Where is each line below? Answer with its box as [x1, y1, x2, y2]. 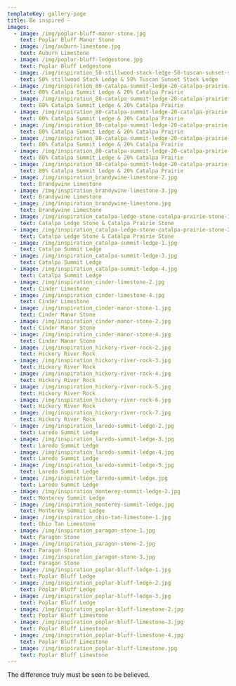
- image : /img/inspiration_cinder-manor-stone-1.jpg [13, 305, 171, 312]
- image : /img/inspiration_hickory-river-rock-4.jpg [13, 370, 171, 377]
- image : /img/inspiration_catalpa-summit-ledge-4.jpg [13, 265, 178, 272]
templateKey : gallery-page [7, 10, 86, 18]
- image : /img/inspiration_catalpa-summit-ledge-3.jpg [13, 253, 178, 260]
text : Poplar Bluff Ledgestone [20, 63, 112, 70]
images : [7, 23, 30, 30]
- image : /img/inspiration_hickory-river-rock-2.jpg [13, 344, 171, 351]
